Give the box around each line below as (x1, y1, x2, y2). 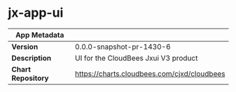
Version (11, 42, 39, 52)
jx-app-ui (8, 5, 64, 21)
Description (11, 53, 52, 63)
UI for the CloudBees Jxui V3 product (75, 53, 198, 63)
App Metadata (15, 30, 64, 40)
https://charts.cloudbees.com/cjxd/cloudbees (75, 68, 225, 78)
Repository (11, 73, 49, 83)
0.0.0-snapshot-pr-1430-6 (75, 42, 171, 52)
